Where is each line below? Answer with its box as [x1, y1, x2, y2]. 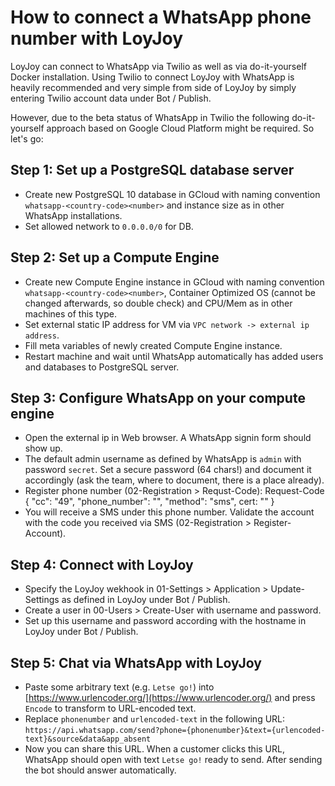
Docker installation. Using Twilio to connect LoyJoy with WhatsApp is [10, 71, 295, 83]
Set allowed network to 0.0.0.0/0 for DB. [24, 220, 194, 232]
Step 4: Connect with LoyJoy [10, 556, 194, 573]
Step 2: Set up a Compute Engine [10, 249, 220, 266]
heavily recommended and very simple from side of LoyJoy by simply [10, 81, 297, 93]
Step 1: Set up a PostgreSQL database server [10, 162, 295, 179]
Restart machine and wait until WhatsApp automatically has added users [24, 350, 324, 362]
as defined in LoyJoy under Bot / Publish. [61, 594, 231, 606]
